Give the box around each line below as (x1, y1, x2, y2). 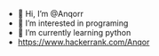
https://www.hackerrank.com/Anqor (17, 36, 150, 47)
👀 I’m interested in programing (17, 18, 129, 28)
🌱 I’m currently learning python (17, 28, 131, 37)
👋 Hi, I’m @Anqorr (17, 9, 84, 19)
